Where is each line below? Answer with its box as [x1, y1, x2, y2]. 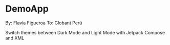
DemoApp [5, 3, 49, 15]
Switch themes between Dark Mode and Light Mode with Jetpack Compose [5, 29, 165, 35]
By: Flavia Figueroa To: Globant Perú [5, 20, 82, 26]
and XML [5, 35, 25, 41]
